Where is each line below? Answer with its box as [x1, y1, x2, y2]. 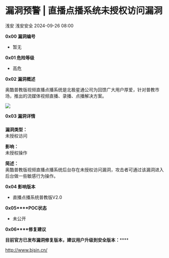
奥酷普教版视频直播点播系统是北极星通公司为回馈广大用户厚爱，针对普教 [5, 86, 155, 92]
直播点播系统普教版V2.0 [12, 194, 62, 200]
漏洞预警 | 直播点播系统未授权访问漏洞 [5, 5, 162, 17]
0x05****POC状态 [5, 205, 47, 211]
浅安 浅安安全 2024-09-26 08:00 [5, 23, 74, 29]
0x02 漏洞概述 [5, 76, 36, 82]
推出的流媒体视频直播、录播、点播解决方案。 [14, 93, 107, 99]
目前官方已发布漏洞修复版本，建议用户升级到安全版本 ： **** [5, 237, 129, 243]
